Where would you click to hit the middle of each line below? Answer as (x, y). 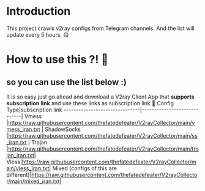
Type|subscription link (34, 110)
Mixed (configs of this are (85, 168)
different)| (19, 174)
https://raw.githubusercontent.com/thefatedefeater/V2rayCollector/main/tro (103, 149)
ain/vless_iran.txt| (29, 168)
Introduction (39, 11)
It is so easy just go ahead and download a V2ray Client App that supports (100, 97)
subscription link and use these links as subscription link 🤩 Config (90, 103)
